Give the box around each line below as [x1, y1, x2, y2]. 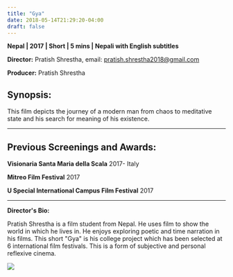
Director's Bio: [7, 206, 50, 215]
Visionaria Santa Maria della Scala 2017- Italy [7, 160, 140, 168]
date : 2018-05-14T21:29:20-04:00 [7, 17, 104, 24]
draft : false [7, 23, 45, 30]
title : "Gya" [7, 10, 45, 17]
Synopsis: [7, 89, 52, 100]
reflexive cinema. [7, 249, 57, 257]
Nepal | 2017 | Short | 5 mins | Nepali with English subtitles [7, 42, 179, 51]
